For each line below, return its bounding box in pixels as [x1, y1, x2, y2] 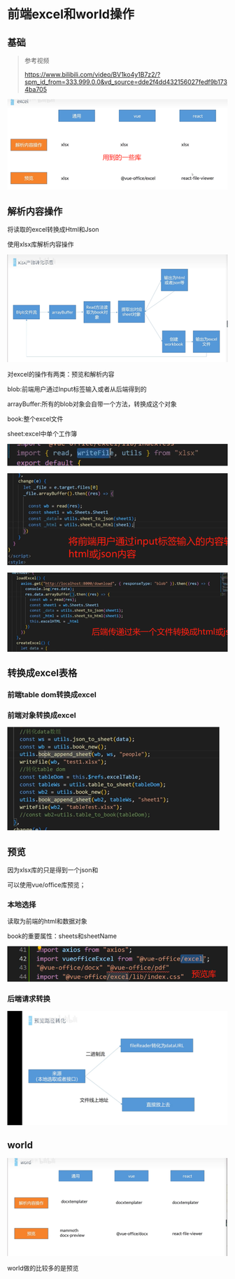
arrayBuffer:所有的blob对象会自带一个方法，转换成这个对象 [7, 400, 177, 408]
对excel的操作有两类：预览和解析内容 [7, 370, 115, 379]
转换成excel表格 [7, 667, 78, 679]
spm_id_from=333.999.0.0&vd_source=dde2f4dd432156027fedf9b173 [24, 78, 227, 86]
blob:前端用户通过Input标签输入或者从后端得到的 [7, 385, 147, 393]
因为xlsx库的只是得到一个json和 [7, 866, 99, 874]
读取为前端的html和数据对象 [7, 917, 87, 925]
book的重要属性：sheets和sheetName [7, 932, 117, 940]
